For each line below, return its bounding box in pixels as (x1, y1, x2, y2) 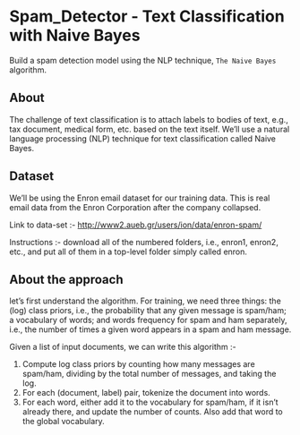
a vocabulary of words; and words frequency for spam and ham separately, (9, 315, 287, 326)
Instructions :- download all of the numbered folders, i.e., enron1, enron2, (9, 236, 279, 247)
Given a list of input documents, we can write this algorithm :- (9, 342, 237, 353)
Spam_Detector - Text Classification (9, 6, 285, 27)
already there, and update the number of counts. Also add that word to (21, 406, 284, 417)
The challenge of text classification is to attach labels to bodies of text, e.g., (9, 114, 288, 124)
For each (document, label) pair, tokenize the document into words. (21, 388, 270, 398)
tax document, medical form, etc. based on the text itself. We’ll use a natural (9, 124, 290, 134)
